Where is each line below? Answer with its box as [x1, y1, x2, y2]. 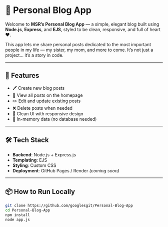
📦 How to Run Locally [5, 187, 75, 196]
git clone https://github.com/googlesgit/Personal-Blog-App [5, 203, 133, 208]
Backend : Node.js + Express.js [12, 151, 76, 157]
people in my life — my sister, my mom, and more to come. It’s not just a [5, 47, 153, 53]
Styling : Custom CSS [12, 162, 56, 168]
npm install [5, 212, 30, 217]
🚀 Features [5, 71, 39, 80]
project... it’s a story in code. [5, 52, 64, 58]
